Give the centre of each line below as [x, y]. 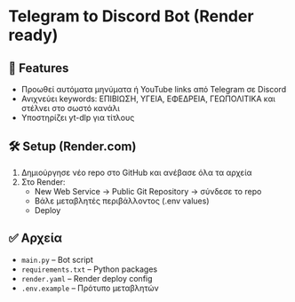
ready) [33, 35]
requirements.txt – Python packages [89, 269]
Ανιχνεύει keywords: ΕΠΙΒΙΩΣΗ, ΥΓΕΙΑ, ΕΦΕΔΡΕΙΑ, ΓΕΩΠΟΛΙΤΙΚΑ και [148, 99]
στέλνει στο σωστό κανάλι [71, 108]
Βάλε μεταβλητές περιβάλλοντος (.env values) [122, 201]
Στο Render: [43, 182]
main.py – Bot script [57, 259]
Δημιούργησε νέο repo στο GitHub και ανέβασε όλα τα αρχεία [136, 172]
